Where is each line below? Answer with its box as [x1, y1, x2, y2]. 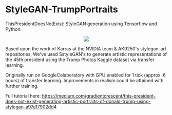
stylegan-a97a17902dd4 [5, 104, 57, 110]
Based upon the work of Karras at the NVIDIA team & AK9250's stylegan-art [5, 45, 167, 52]
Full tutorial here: [5, 92, 41, 99]
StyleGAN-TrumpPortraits [5, 4, 118, 15]
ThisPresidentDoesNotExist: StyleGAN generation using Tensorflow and [5, 21, 158, 27]
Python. [5, 26, 22, 32]
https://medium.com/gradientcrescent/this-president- [42, 92, 156, 99]
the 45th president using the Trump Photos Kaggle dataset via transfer [5, 56, 155, 63]
